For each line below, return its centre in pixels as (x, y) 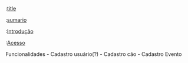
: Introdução (19, 31)
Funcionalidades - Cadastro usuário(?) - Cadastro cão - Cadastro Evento (94, 54)
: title (11, 9)
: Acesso (16, 43)
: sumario (16, 20)
